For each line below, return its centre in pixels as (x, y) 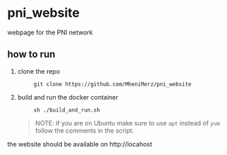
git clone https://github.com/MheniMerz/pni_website (112, 84)
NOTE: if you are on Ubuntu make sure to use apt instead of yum (128, 123)
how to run (31, 54)
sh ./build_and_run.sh (67, 110)
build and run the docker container (68, 97)
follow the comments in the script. (85, 130)
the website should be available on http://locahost (80, 144)
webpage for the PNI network (50, 32)
